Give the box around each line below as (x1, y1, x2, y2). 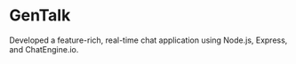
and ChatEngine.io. (9, 44, 79, 54)
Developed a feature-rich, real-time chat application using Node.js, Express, (9, 35, 288, 45)
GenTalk (9, 5, 71, 26)
